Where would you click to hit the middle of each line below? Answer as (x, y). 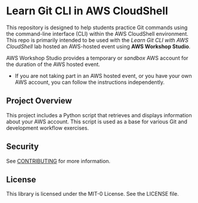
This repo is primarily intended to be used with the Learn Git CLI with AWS (98, 40)
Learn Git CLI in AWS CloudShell (87, 11)
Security (22, 147)
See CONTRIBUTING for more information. (58, 161)
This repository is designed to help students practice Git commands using (97, 27)
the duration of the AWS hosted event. (53, 64)
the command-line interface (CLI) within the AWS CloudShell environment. (98, 33)
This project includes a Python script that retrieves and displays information (99, 115)
